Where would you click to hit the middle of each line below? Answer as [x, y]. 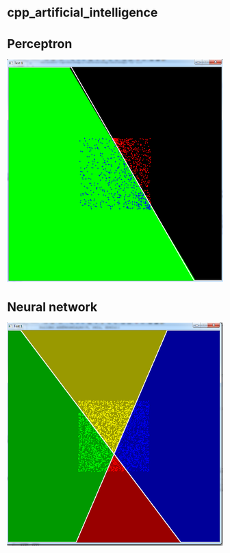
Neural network [52, 307]
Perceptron [40, 44]
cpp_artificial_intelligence [82, 13]
